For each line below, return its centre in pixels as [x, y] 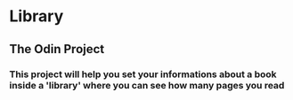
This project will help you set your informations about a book [143, 74]
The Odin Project [57, 49]
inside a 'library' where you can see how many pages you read [147, 85]
